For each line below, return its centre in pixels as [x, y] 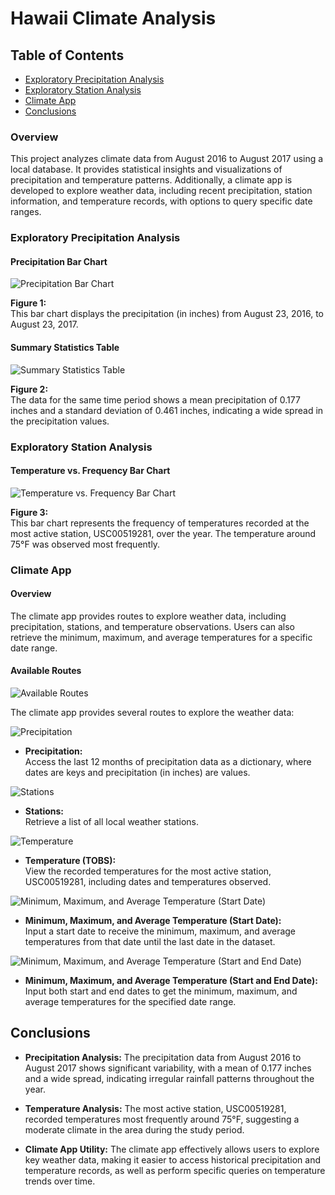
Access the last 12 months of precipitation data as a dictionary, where [168, 762]
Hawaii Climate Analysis [113, 18]
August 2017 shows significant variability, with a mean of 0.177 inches [168, 1068]
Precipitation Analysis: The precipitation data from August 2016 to [163, 1057]
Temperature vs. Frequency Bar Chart [90, 471]
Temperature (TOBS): [70, 861]
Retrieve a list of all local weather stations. [111, 822]
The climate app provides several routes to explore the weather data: [152, 713]
